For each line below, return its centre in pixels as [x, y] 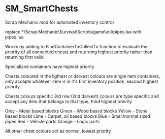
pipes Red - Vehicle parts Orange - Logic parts [52, 121]
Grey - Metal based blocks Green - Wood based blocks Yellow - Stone [76, 111]
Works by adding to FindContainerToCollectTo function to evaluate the [76, 46]
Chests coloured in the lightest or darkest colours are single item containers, [82, 76]
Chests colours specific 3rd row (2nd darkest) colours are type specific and [82, 96]
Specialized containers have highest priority [50, 67]
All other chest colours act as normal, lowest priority [58, 131]
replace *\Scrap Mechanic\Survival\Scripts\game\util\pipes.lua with [73, 32]
